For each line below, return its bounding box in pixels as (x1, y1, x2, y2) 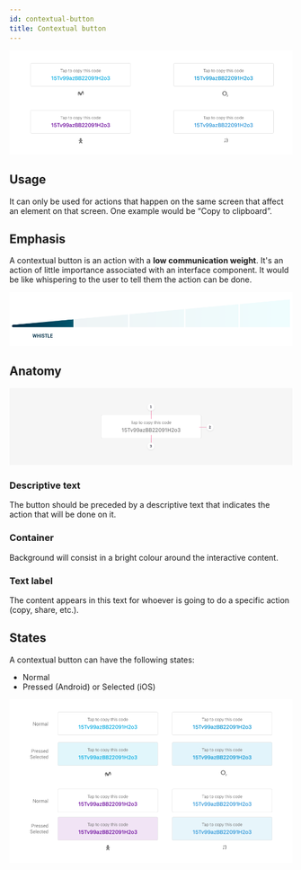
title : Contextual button (9, 23, 106, 33)
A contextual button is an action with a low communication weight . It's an (9, 255, 284, 266)
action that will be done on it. (9, 509, 117, 520)
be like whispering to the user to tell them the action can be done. (9, 274, 252, 285)
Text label (9, 574, 54, 587)
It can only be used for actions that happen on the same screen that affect (9, 196, 285, 207)
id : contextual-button (9, 14, 94, 23)
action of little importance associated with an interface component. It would (9, 265, 289, 276)
